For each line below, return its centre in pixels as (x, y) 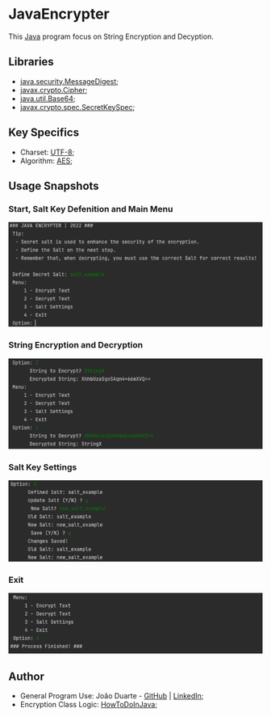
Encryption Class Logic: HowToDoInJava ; (89, 705)
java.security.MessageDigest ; (69, 81)
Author (26, 676)
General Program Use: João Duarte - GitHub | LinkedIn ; (112, 696)
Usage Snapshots (54, 186)
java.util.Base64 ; (48, 99)
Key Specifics (44, 133)
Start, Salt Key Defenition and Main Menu (91, 209)
